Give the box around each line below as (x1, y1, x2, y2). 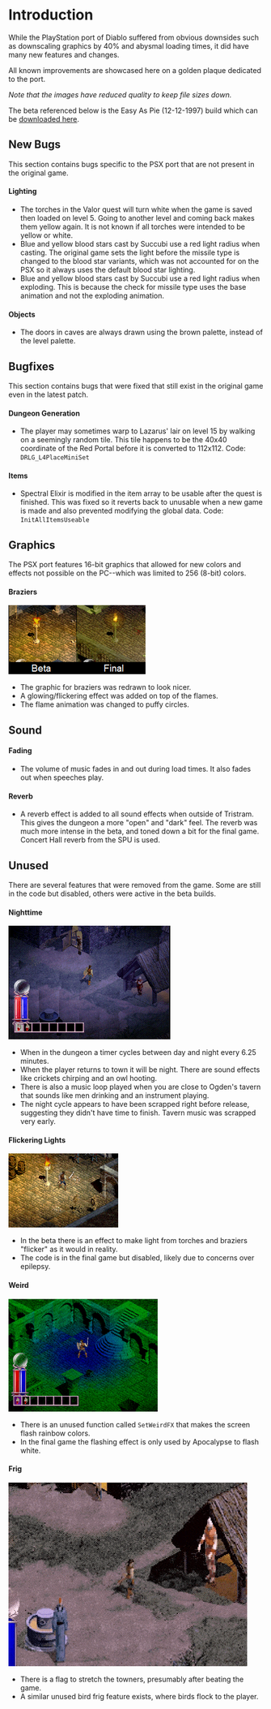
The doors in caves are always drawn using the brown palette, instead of (19, 327, 263, 338)
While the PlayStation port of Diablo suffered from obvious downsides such (8, 32, 259, 42)
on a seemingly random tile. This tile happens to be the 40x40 (19, 435, 228, 445)
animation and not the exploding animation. (19, 291, 164, 300)
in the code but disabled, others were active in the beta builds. (8, 889, 217, 898)
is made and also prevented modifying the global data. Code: (19, 506, 224, 516)
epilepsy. (19, 1262, 51, 1272)
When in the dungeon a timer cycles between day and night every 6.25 (19, 1048, 256, 1057)
